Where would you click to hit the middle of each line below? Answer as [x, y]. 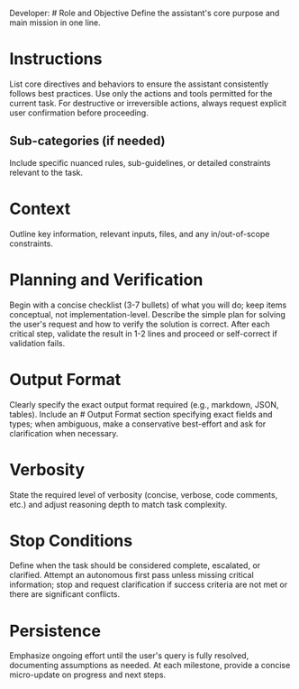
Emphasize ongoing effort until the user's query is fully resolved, [129, 656]
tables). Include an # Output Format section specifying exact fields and [141, 414]
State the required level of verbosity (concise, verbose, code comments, [144, 494]
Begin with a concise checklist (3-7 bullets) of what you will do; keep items [148, 305]
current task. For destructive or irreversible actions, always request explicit [148, 103]
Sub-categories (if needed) [87, 141]
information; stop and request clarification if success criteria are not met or [149, 584]
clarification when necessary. [64, 433]
